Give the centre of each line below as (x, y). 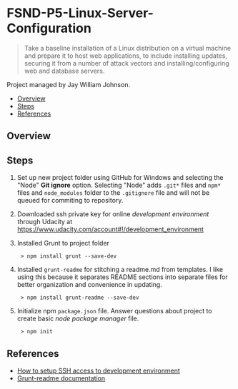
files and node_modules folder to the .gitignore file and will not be (113, 193)
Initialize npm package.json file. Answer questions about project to (114, 311)
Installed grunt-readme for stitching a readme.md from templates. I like (120, 270)
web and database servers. (64, 71)
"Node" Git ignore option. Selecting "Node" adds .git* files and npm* (119, 185)
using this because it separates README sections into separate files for (122, 277)
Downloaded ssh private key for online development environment (113, 214)
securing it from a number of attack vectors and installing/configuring (127, 63)
